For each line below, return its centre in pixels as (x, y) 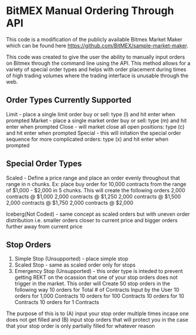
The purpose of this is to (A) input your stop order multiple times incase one (97, 313)
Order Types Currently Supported (69, 100)
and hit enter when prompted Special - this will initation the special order (94, 133)
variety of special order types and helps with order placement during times (96, 69)
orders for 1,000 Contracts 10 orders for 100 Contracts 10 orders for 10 (99, 296)
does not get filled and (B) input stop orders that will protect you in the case (97, 320)
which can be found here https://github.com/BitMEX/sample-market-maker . (97, 46)
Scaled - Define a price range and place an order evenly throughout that (93, 178)
